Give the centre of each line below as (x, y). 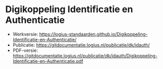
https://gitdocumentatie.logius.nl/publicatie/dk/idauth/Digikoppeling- (85, 56)
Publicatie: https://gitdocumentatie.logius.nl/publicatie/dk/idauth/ (81, 45)
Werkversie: (25, 34)
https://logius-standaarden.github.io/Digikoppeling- (94, 34)
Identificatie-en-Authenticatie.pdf (48, 61)
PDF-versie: (25, 50)
